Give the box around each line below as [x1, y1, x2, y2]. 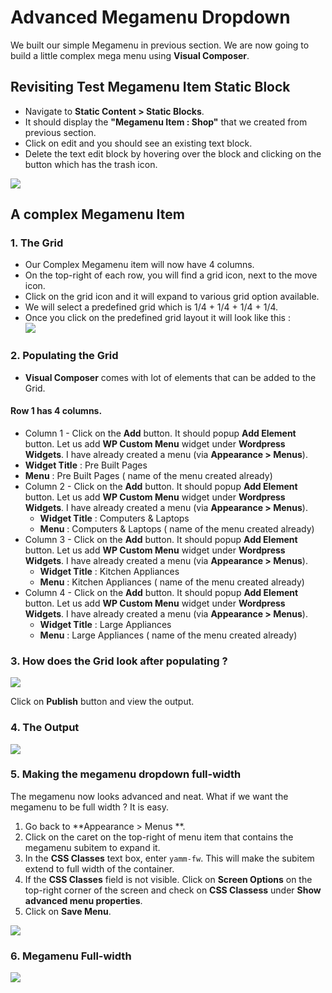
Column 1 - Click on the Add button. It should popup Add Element [24, 427, 297, 439]
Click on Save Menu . [24, 905, 112, 917]
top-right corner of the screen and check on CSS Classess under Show [24, 884, 322, 896]
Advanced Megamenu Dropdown [10, 6, 291, 29]
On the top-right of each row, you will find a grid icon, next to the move [24, 269, 318, 281]
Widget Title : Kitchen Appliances [39, 565, 180, 577]
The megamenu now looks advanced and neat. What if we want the [10, 790, 289, 802]
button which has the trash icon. [24, 158, 158, 170]
